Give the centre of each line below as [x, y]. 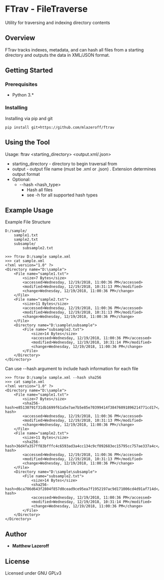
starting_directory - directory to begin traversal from [65, 164]
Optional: [21, 179]
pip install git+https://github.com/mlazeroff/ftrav [60, 127]
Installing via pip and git [29, 118]
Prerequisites [21, 84]
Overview [20, 38]
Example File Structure [28, 222]
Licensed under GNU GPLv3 [33, 573]
